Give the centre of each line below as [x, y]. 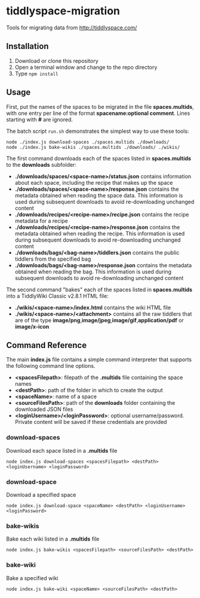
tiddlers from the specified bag [53, 259]
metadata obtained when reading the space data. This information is [99, 195]
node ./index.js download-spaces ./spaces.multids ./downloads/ [88, 142]
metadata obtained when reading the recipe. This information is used [100, 233]
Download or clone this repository [56, 60]
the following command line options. [51, 366]
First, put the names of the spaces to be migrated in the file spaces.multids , [100, 106]
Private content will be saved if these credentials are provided [91, 422]
